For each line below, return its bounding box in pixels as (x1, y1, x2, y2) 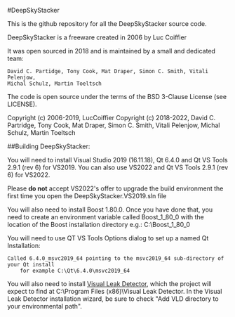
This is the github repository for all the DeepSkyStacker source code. (7, 20, 207, 27)
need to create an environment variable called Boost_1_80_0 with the (7, 213, 205, 221)
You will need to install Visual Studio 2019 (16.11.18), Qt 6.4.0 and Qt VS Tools (7, 156, 228, 164)
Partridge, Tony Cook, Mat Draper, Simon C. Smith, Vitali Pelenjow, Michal (7, 121, 220, 129)
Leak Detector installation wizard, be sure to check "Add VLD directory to (7, 295, 219, 303)
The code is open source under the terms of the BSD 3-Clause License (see (7, 93, 227, 101)
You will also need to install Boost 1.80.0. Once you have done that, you (7, 205, 213, 214)
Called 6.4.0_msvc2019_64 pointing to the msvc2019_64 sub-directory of (7, 255, 224, 262)
